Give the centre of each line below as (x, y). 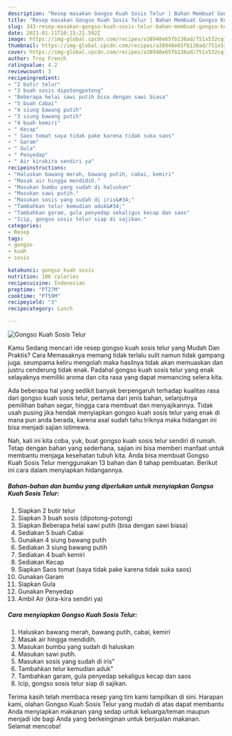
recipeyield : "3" (33, 302)
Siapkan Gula (36, 584)
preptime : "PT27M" (34, 290)
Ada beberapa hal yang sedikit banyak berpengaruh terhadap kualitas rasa (114, 390)
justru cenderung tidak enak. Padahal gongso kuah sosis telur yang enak (111, 370)
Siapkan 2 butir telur (46, 510)
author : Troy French (38, 59)
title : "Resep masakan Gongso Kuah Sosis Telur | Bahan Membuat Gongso (113, 20)
